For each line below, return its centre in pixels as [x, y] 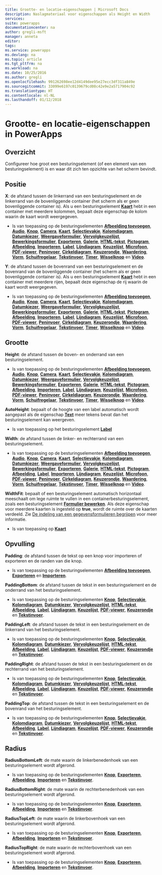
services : [15, 18]
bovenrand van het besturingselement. [44, 708]
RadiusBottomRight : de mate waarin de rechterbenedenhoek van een [75, 789]
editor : [13, 41]
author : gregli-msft [26, 32]
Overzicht [20, 152]
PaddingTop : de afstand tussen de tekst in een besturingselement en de [77, 703]
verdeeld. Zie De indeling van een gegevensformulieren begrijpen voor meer [81, 514]
